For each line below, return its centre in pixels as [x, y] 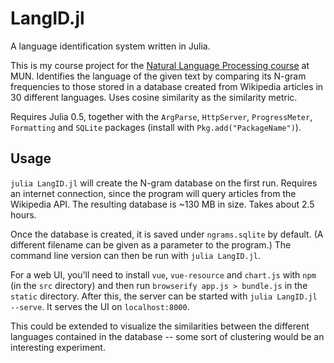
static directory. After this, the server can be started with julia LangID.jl [164, 296]
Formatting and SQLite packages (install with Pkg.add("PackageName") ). [156, 127]
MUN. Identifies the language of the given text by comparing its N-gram [158, 76]
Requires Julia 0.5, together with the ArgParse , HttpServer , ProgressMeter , [161, 116]
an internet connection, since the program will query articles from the [153, 193]
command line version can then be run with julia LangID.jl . [136, 255]
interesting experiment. [58, 347]
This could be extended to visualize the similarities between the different [160, 326]
